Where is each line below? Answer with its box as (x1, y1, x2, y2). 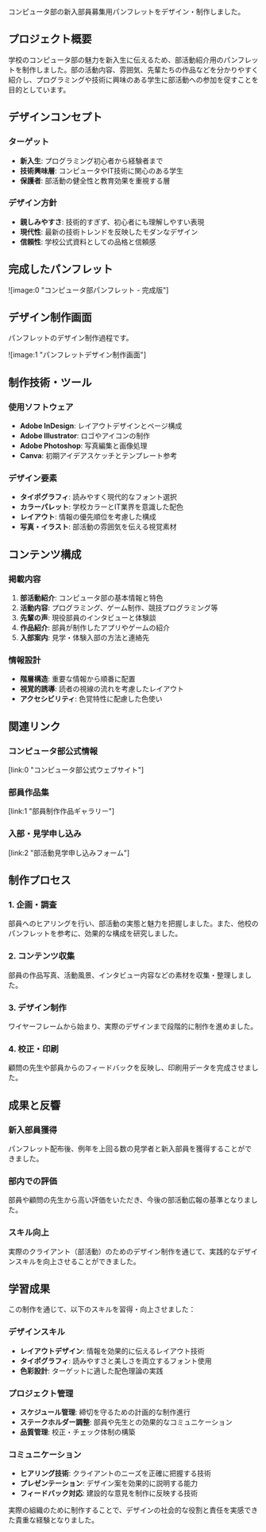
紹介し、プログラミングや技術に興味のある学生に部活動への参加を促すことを (8, 75, 259, 84)
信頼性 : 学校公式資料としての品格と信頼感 (19, 237, 156, 247)
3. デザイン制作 (8, 1001, 67, 1013)
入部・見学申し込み (8, 828, 82, 839)
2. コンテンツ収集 (8, 951, 75, 962)
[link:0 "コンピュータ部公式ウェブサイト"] (8, 765, 145, 775)
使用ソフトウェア (8, 401, 74, 412)
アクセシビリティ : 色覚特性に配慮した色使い (19, 694, 163, 704)
